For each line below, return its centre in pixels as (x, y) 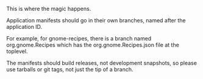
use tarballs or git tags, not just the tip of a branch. (70, 69)
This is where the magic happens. (49, 9)
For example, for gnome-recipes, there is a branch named (79, 38)
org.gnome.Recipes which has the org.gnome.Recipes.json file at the (93, 45)
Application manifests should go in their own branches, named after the (96, 20)
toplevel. (17, 51)
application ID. (24, 27)
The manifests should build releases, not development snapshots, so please (101, 63)
